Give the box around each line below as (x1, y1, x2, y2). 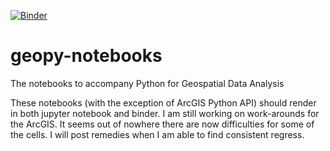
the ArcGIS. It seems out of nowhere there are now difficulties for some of (10, 118, 315, 130)
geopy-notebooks (10, 45, 163, 67)
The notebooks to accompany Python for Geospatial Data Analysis (10, 77, 285, 89)
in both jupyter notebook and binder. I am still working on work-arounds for (10, 107, 320, 119)
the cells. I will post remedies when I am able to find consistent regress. (10, 128, 305, 140)
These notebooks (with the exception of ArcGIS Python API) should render (10, 96, 317, 109)
